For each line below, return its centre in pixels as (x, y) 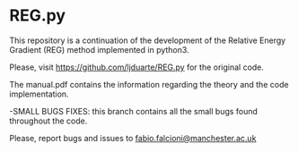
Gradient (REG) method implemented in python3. (100, 49)
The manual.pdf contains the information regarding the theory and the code (149, 84)
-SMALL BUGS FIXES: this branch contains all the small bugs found (134, 111)
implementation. (39, 94)
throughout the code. (48, 121)
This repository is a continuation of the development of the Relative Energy (148, 40)
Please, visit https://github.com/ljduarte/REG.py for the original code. (137, 67)
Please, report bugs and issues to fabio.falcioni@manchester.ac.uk (133, 138)
